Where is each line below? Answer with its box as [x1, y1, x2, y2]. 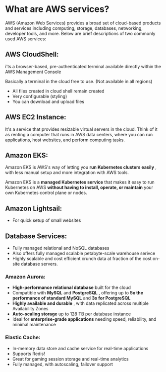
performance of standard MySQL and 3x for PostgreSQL [12, 295, 131, 301]
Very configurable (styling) [12, 93, 67, 99]
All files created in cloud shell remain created [12, 88, 105, 94]
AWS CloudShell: [5, 50, 59, 59]
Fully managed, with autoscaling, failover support [12, 361, 113, 367]
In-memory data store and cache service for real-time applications [12, 345, 149, 351]
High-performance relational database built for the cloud [12, 284, 131, 290]
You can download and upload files [12, 98, 85, 104]
